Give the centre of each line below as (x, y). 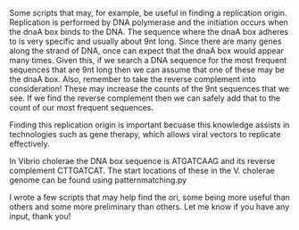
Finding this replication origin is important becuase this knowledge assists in (149, 125)
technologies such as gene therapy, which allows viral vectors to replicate (145, 134)
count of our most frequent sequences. (82, 107)
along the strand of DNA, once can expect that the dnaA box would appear (146, 51)
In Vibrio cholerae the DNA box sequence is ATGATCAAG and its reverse (142, 161)
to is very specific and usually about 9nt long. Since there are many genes (145, 41)
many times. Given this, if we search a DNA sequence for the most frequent (148, 60)
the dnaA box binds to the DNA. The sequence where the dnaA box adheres (149, 32)
